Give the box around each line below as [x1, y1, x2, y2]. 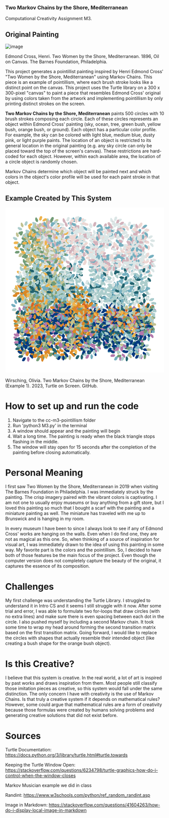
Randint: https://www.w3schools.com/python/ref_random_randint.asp [5, 792, 150, 798]
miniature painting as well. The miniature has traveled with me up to [5, 510, 146, 517]
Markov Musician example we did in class [5, 782, 92, 789]
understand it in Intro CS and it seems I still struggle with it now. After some [5, 603, 161, 609]
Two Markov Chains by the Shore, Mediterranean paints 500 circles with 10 [5, 111, 164, 117]
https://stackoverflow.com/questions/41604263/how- [48, 802, 160, 808]
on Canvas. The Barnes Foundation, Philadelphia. [5, 59, 107, 65]
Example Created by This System [5, 194, 112, 202]
